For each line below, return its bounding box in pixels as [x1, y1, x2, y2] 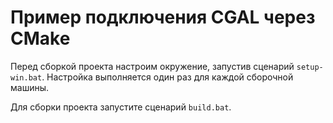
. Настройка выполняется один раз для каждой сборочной [41, 71, 294, 83]
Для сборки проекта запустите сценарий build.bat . [10, 101, 232, 113]
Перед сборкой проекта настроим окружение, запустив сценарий [10, 60, 295, 72]
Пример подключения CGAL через [10, 6, 316, 29]
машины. [10, 81, 50, 93]
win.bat [10, 72, 43, 83]
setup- [296, 62, 324, 72]
